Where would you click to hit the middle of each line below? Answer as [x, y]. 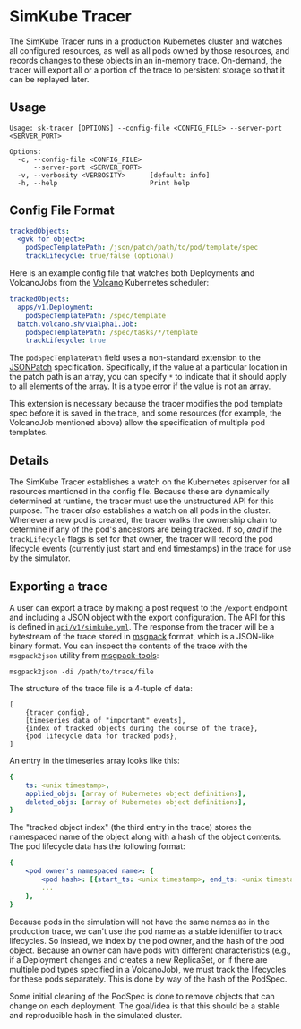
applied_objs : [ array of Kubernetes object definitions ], [136, 793]
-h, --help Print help [104, 183]
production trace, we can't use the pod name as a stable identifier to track [146, 931]
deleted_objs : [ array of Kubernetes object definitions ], [136, 802]
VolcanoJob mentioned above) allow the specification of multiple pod [138, 423]
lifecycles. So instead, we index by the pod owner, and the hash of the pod [147, 940]
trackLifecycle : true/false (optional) [100, 256]
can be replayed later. [49, 79]
